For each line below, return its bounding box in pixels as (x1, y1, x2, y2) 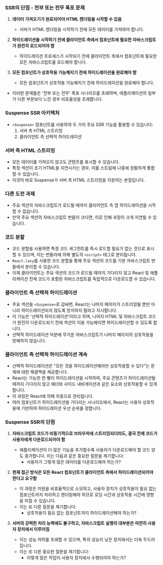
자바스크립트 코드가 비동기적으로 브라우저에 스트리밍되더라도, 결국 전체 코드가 (12, 431, 158, 436)
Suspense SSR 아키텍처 (5, 110, 60, 116)
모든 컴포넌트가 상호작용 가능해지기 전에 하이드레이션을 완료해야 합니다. (19, 80, 154, 86)
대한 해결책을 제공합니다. (21, 369, 68, 375)
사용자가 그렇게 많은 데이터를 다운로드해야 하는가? (26, 459, 121, 465)
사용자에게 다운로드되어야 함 (12, 436, 65, 442)
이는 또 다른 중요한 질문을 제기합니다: (19, 549, 90, 555)
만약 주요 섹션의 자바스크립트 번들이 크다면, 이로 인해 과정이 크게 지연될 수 (12, 214, 152, 220)
